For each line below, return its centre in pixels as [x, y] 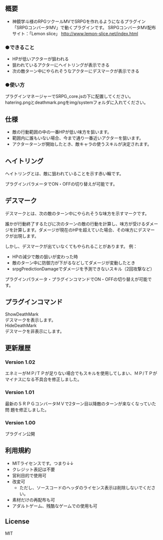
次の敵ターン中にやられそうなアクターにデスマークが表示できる [76, 71]
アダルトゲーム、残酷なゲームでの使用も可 [54, 506]
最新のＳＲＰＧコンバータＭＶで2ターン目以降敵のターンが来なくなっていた [81, 404]
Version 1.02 [20, 362]
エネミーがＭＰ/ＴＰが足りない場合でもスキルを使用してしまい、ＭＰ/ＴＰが [81, 373]
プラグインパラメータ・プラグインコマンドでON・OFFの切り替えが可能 [76, 279]
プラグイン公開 [20, 434]
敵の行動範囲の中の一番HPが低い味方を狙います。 [62, 132]
